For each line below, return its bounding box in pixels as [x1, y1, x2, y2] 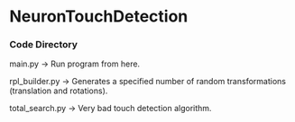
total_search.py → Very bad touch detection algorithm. [9, 103, 212, 114]
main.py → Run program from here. [9, 58, 141, 69]
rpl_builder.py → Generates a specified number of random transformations [9, 76, 287, 87]
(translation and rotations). [9, 85, 108, 96]
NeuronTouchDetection [9, 6, 189, 27]
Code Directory [9, 39, 78, 51]
